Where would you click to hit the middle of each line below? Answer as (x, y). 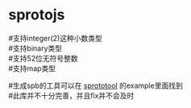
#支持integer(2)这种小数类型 (55, 38)
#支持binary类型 (35, 48)
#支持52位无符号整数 (43, 58)
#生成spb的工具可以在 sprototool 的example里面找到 (95, 85)
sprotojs (37, 15)
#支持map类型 (32, 68)
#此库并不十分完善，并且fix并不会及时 (71, 95)
